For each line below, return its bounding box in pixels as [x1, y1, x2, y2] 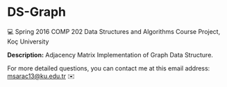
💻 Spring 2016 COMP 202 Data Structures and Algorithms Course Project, [7, 27, 221, 35]
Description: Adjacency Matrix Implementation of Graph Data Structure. [7, 50, 214, 59]
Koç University [7, 37, 49, 46]
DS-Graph [7, 4, 67, 20]
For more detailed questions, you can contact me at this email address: [7, 64, 210, 72]
